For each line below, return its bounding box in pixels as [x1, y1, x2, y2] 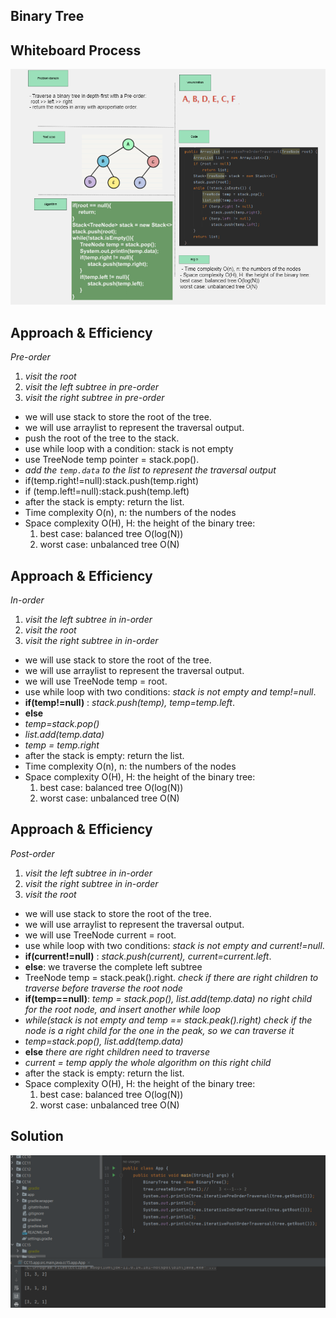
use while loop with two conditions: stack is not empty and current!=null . [24, 939, 325, 951]
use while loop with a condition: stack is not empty [24, 443, 234, 455]
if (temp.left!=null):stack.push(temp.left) [24, 485, 190, 498]
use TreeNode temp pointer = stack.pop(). [24, 454, 200, 466]
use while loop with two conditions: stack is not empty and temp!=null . [24, 685, 317, 698]
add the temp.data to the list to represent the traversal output [24, 464, 277, 476]
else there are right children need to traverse [24, 1045, 210, 1058]
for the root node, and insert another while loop [24, 1003, 222, 1015]
